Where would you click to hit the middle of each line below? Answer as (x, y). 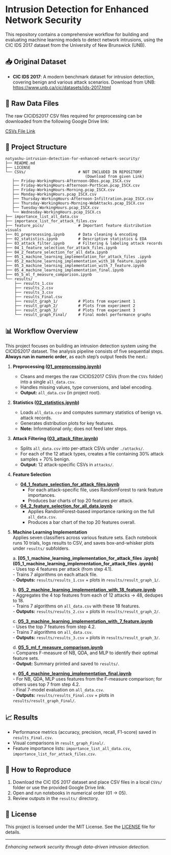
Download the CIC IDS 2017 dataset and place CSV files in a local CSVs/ (88, 782)
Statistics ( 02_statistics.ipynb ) (46, 403)
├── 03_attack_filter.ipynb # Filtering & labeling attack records (84, 244)
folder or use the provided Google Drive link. (59, 787)
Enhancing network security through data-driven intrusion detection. (78, 846)
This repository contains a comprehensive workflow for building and (77, 34)
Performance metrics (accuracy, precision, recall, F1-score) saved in (84, 732)
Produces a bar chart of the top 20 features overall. (82, 522)
